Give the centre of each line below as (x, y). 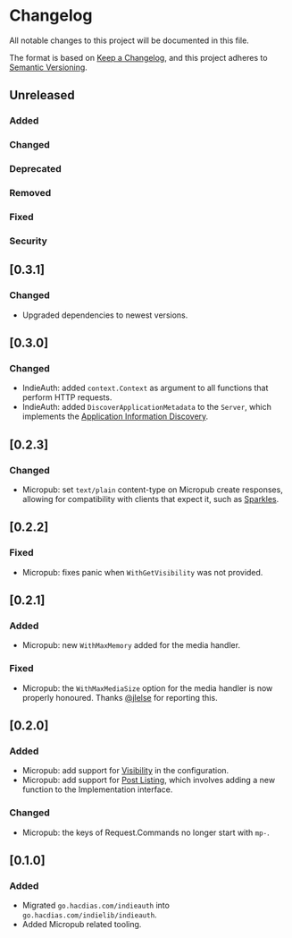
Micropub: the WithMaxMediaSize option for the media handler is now (147, 688)
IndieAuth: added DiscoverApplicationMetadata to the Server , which (147, 407)
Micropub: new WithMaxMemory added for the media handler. (131, 645)
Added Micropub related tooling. (82, 925)
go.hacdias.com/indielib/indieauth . (90, 915)
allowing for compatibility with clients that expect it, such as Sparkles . (150, 499)
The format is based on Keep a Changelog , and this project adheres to (138, 57)
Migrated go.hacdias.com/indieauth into (96, 906)
